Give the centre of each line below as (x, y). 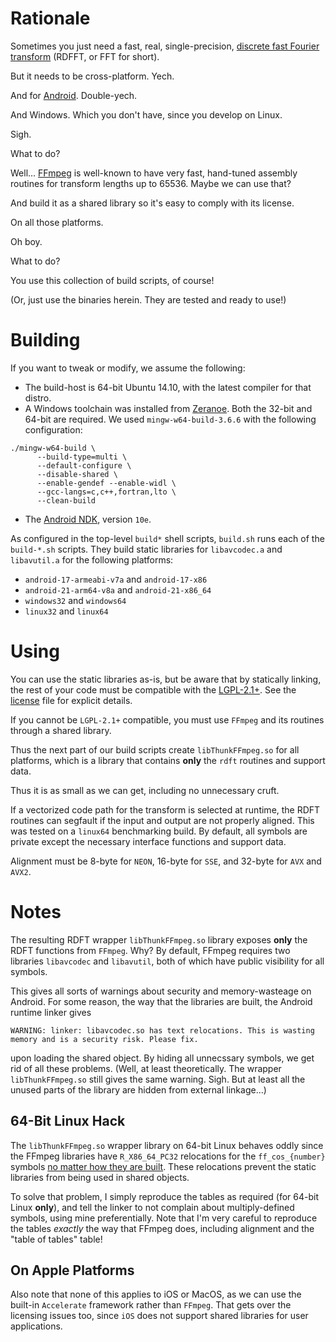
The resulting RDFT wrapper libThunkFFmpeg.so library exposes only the (159, 939)
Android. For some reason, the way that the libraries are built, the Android (161, 1001)
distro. (38, 398)
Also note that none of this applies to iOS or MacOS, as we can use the (156, 1294)
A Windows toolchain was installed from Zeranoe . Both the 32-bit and (168, 408)
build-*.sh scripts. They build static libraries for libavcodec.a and (146, 549)
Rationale (50, 18)
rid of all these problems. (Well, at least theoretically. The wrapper (146, 1068)
